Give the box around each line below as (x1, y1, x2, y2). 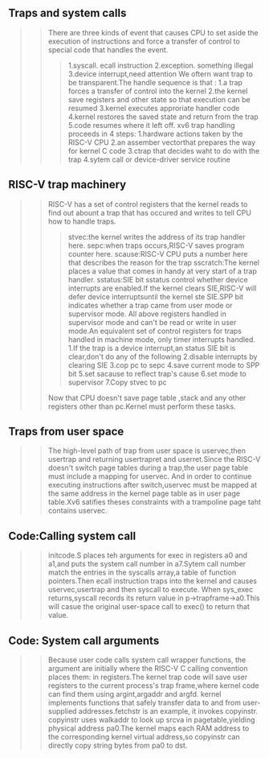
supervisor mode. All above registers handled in (67, 309, 227, 319)
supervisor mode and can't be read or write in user (67, 317, 237, 327)
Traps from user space (8, 425, 124, 439)
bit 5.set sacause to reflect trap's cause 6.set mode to (67, 369, 247, 378)
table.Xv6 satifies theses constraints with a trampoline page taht (47, 497, 261, 507)
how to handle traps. (47, 216, 116, 226)
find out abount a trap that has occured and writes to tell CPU (47, 208, 251, 217)
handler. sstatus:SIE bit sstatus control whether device (67, 274, 248, 284)
